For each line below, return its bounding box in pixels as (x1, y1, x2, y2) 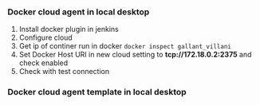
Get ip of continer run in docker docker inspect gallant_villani (18, 41, 232, 51)
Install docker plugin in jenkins (18, 25, 119, 34)
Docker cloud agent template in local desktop (7, 87, 187, 98)
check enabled (18, 58, 69, 68)
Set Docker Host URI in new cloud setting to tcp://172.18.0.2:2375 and (18, 50, 252, 60)
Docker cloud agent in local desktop (7, 6, 150, 17)
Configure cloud (18, 33, 73, 42)
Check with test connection (18, 67, 109, 76)
